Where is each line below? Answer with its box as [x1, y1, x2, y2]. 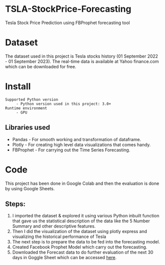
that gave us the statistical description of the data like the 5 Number [12, 218, 150, 224]
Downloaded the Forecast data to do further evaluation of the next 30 [12, 249, 154, 255]
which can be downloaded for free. [5, 63, 76, 69]
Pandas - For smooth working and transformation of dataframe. [12, 136, 141, 142]
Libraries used [5, 123, 50, 132]
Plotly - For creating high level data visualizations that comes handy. [12, 142, 151, 147]
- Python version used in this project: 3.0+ [16, 101, 111, 106]
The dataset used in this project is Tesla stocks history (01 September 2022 [5, 53, 159, 59]
